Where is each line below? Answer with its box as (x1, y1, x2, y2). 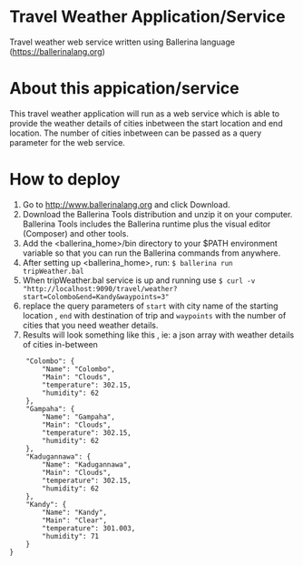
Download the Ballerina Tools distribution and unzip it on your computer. (22, 208, 293, 219)
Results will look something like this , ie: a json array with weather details (22, 329, 295, 340)
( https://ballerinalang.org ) (9, 45, 106, 56)
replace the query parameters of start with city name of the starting (22, 300, 279, 311)
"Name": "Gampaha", (42, 412, 116, 421)
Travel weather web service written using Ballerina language (9, 36, 236, 47)
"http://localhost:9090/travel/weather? (22, 284, 178, 293)
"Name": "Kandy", (42, 508, 107, 517)
